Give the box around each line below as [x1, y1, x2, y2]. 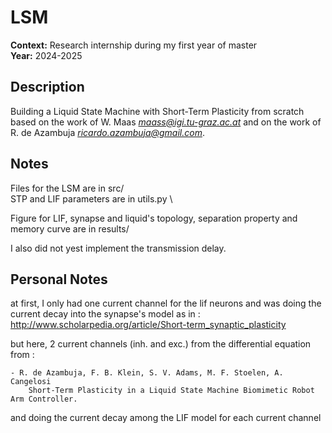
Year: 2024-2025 [10, 49, 83, 61]
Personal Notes [10, 271, 108, 288]
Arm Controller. [10, 394, 78, 405]
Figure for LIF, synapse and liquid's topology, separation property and [10, 212, 298, 224]
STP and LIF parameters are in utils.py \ [10, 192, 173, 205]
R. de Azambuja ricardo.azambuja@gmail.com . [10, 126, 205, 138]
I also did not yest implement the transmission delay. [10, 242, 227, 254]
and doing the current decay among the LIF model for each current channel [10, 412, 322, 424]
